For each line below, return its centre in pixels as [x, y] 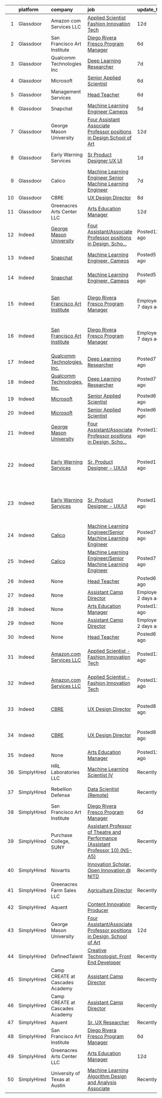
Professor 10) [103, 850]
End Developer [104, 963]
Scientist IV [100, 775]
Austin [58, 1085]
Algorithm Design [107, 1076]
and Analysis [102, 1082]
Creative [97, 950]
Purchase [62, 835]
